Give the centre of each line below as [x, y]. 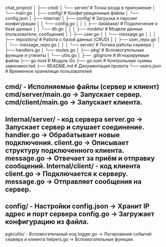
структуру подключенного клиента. [65, 150]
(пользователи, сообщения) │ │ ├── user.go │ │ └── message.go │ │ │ [81, 34]
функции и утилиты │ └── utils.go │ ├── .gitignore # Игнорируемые [77, 55]
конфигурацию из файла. [47, 222]
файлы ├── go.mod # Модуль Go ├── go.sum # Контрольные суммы [79, 61]
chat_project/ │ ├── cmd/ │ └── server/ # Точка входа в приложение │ [80, 8]
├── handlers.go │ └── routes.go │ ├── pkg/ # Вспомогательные [75, 50]
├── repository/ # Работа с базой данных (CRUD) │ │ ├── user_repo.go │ [83, 39]
